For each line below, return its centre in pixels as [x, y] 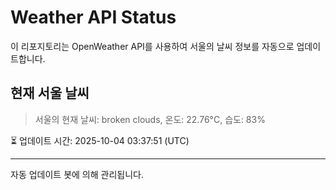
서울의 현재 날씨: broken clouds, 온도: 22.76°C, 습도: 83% [150, 119]
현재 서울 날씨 [50, 93]
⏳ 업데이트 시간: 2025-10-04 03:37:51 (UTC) [100, 140]
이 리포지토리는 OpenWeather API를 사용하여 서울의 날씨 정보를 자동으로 [152, 46]
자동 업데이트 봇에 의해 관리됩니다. [77, 174]
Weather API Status [93, 17]
